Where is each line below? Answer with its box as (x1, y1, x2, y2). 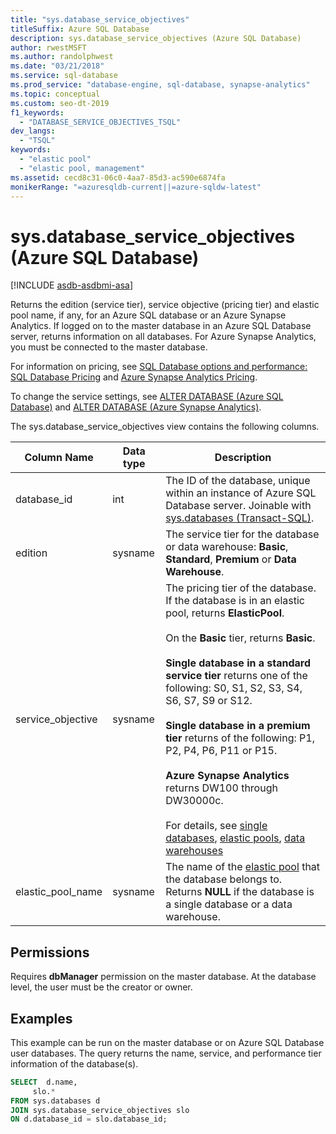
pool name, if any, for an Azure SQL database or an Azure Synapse (10, 309, 287, 321)
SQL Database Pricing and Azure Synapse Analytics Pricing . (10, 371, 258, 383)
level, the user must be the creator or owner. (10, 981, 193, 993)
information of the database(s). (10, 1057, 139, 1070)
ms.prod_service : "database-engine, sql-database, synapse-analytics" (10, 80, 311, 90)
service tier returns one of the (165, 669, 308, 683)
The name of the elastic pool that (165, 860, 321, 874)
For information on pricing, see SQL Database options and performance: (10, 361, 308, 373)
